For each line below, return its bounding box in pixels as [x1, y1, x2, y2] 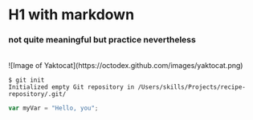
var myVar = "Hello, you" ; [8, 104, 99, 113]
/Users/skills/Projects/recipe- [137, 83, 247, 91]
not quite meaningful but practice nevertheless [8, 34, 197, 46]
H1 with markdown [8, 6, 135, 24]
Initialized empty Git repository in [8, 83, 135, 91]
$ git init [8, 76, 45, 85]
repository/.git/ [8, 90, 67, 98]
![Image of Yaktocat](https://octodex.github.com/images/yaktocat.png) [8, 61, 243, 70]
